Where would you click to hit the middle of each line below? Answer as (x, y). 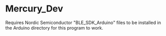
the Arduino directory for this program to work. (54, 27)
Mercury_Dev (34, 9)
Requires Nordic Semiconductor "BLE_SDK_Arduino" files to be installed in (83, 22)
